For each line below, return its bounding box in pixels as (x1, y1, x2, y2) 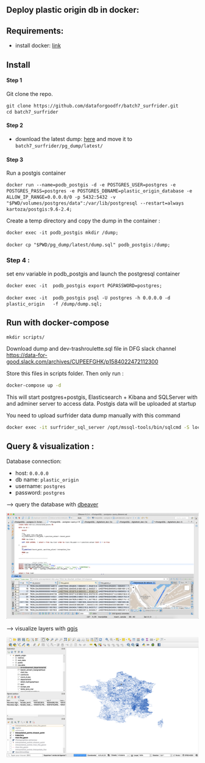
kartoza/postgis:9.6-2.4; (6, 206, 72, 213)
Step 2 (6, 122, 23, 129)
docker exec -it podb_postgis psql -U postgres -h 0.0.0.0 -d (6, 294, 171, 301)
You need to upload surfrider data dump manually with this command (6, 412, 181, 419)
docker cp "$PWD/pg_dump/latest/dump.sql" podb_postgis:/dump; (6, 242, 171, 248)
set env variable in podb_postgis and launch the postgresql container (6, 270, 180, 277)
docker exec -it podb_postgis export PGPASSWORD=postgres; (6, 282, 163, 289)
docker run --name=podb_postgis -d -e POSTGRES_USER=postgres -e (6, 182, 176, 188)
